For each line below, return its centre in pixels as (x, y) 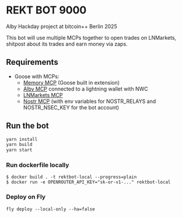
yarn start (19, 150)
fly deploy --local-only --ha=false (50, 209)
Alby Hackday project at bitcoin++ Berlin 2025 (62, 26)
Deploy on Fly (26, 197)
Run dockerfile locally (38, 165)
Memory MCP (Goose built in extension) (71, 82)
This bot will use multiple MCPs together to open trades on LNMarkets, (91, 37)
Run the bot (28, 126)
